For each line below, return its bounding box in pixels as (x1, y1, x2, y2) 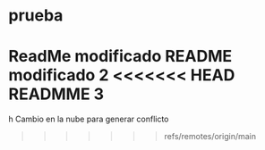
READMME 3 (8, 84, 105, 104)
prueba (8, 5, 64, 26)
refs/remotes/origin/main (164, 131, 257, 142)
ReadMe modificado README (8, 46, 233, 67)
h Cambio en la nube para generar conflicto (8, 113, 169, 125)
